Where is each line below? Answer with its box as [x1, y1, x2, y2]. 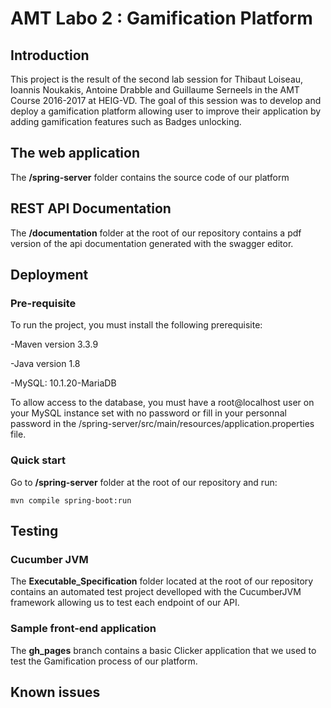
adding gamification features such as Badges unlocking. [10, 116, 242, 127]
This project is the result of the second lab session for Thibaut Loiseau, [10, 73, 304, 85]
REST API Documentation [10, 200, 172, 217]
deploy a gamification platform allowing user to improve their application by [10, 105, 322, 117]
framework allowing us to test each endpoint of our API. [10, 597, 240, 609]
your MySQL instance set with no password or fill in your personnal [10, 407, 287, 419]
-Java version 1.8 [10, 358, 81, 370]
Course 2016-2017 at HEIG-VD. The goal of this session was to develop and [10, 95, 322, 106]
